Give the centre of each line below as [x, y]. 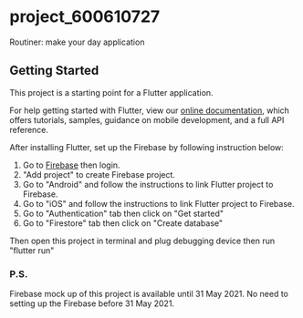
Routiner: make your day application [77, 42]
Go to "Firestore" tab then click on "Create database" [123, 223]
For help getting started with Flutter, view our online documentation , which [150, 110]
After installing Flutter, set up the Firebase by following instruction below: [147, 147]
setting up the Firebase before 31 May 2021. [92, 303]
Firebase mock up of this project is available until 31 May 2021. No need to [149, 294]
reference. [29, 129]
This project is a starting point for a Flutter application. [111, 92]
